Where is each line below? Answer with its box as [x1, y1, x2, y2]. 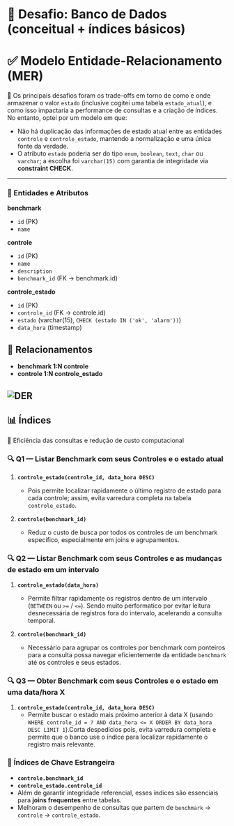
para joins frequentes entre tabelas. [17, 795, 122, 804]
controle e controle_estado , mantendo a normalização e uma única [17, 135, 211, 143]
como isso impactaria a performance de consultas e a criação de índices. [7, 106, 218, 114]
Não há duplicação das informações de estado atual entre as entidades [17, 127, 223, 135]
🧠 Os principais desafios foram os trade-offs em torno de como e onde [7, 91, 211, 100]
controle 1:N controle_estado [17, 370, 103, 378]
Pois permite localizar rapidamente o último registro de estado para [27, 486, 221, 495]
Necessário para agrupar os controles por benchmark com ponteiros [27, 643, 226, 652]
